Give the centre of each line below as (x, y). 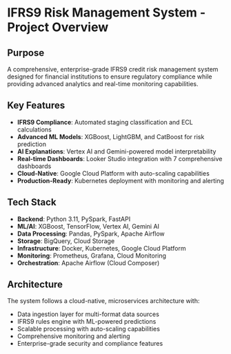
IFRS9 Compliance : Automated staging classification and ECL (105, 122)
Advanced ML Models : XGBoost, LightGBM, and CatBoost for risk (111, 136)
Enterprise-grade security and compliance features (90, 344)
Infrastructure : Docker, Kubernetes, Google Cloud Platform (101, 248)
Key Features (36, 106)
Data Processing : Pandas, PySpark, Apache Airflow (91, 233)
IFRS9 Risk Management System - (107, 13)
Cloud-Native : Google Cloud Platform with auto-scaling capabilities (113, 173)
